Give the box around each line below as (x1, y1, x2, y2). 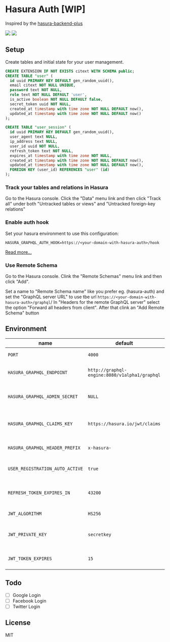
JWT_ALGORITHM (8, 510, 42, 516)
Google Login (12, 592, 41, 598)
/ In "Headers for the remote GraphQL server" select (50, 299, 160, 305)
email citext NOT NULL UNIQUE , (10, 83, 76, 88)
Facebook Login (12, 597, 47, 604)
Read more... (5, 249, 32, 255)
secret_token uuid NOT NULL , (10, 101, 71, 107)
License (5, 619, 31, 627)
